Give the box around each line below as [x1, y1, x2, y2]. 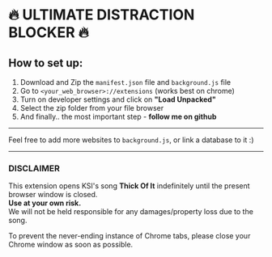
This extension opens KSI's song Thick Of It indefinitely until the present [8, 181, 250, 191]
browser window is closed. [8, 190, 98, 200]
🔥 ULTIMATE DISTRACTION [8, 6, 195, 24]
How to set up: [8, 56, 83, 70]
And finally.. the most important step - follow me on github [19, 112, 217, 121]
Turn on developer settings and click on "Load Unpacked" [19, 95, 216, 104]
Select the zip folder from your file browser [19, 103, 164, 112]
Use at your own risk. [8, 198, 82, 208]
